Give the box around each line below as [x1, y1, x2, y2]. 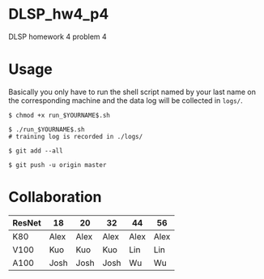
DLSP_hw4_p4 [8, 5, 109, 24]
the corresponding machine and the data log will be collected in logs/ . [8, 95, 243, 105]
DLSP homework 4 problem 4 [8, 32, 107, 41]
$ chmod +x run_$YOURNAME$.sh [8, 111, 111, 119]
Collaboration [8, 188, 102, 207]
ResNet [12, 217, 42, 228]
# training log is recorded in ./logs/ [8, 132, 143, 140]
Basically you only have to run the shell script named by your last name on [8, 87, 257, 97]
